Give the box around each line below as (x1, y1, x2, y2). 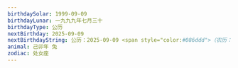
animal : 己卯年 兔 (7, 43, 58, 50)
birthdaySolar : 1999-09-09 (7, 10, 87, 18)
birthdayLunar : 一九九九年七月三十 (7, 17, 103, 24)
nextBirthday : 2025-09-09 (7, 30, 84, 38)
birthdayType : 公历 (7, 23, 63, 30)
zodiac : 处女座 (7, 50, 49, 57)
